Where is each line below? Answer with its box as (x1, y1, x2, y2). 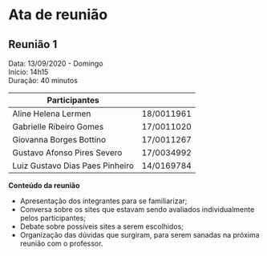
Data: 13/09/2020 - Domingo (8, 58, 103, 68)
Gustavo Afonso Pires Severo (12, 147, 123, 158)
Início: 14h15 (8, 67, 49, 77)
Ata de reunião (8, 6, 108, 24)
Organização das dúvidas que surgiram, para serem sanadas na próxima (19, 230, 260, 239)
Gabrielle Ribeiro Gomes (12, 122, 104, 132)
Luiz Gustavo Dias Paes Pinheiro (12, 160, 134, 171)
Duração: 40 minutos (8, 76, 79, 85)
